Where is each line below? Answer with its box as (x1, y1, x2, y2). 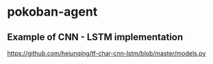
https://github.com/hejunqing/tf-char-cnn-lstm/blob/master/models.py (7, 49, 206, 57)
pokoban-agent (7, 4, 98, 20)
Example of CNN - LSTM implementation (7, 31, 184, 43)
